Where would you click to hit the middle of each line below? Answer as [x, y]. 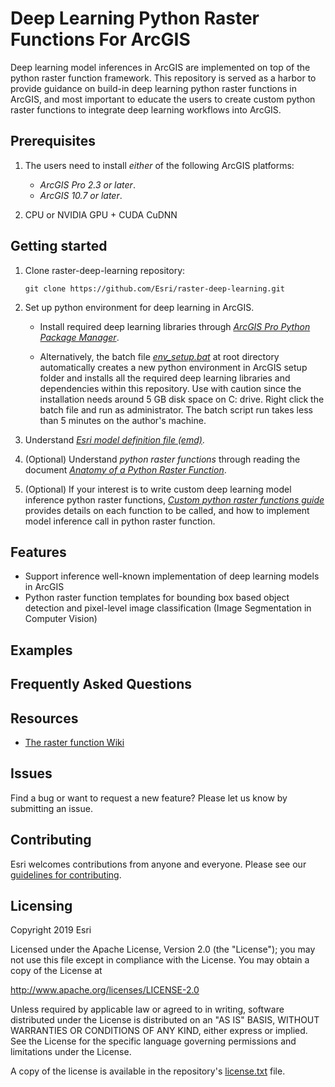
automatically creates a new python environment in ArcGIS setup [173, 367]
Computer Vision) [61, 619]
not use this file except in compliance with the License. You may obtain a [160, 960]
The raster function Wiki [74, 742]
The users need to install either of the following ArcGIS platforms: [159, 165]
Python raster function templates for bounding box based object [157, 598]
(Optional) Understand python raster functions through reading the [162, 459]
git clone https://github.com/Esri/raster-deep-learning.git [155, 288]
